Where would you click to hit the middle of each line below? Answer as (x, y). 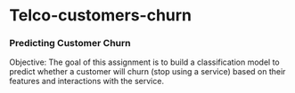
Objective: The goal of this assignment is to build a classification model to (144, 62)
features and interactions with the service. (87, 81)
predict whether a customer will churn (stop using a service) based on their (147, 72)
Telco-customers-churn (101, 15)
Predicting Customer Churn (70, 43)
